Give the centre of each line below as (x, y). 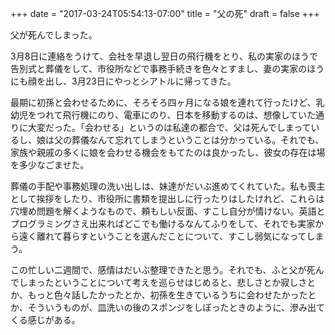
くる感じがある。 (45, 320)
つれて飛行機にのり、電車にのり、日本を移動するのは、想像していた (176, 115)
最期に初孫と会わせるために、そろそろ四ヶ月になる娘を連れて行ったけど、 (163, 102)
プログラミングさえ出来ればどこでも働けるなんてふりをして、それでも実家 (163, 223)
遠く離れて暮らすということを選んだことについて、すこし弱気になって (162, 236)
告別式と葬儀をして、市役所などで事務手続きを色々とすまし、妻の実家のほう (167, 68)
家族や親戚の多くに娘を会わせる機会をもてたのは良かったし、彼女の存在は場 (168, 152)
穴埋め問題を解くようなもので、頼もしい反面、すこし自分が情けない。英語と (168, 211)
